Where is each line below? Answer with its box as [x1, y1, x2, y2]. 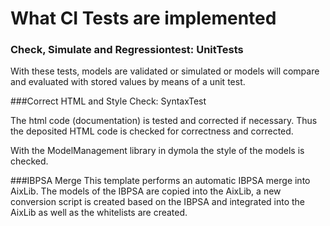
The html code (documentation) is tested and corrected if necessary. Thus [10, 115, 318, 127]
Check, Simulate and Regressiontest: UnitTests [10, 43, 244, 57]
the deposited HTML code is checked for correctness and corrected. [10, 125, 294, 137]
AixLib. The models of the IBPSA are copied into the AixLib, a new [10, 185, 282, 197]
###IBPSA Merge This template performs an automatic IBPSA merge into [10, 175, 311, 187]
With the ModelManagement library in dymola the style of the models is [10, 145, 305, 157]
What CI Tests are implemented [10, 7, 277, 30]
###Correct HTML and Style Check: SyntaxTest [10, 95, 207, 107]
